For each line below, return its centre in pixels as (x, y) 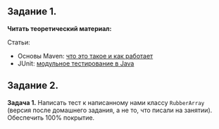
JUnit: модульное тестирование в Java (76, 63)
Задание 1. (32, 12)
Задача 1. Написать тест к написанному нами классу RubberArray (106, 102)
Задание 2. (33, 86)
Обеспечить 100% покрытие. (51, 117)
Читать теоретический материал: (60, 28)
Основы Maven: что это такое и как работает (85, 56)
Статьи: (19, 42)
